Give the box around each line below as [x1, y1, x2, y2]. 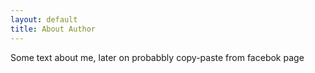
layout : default [10, 14, 78, 25]
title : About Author [10, 24, 97, 34]
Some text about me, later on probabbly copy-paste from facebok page [10, 51, 305, 63]
